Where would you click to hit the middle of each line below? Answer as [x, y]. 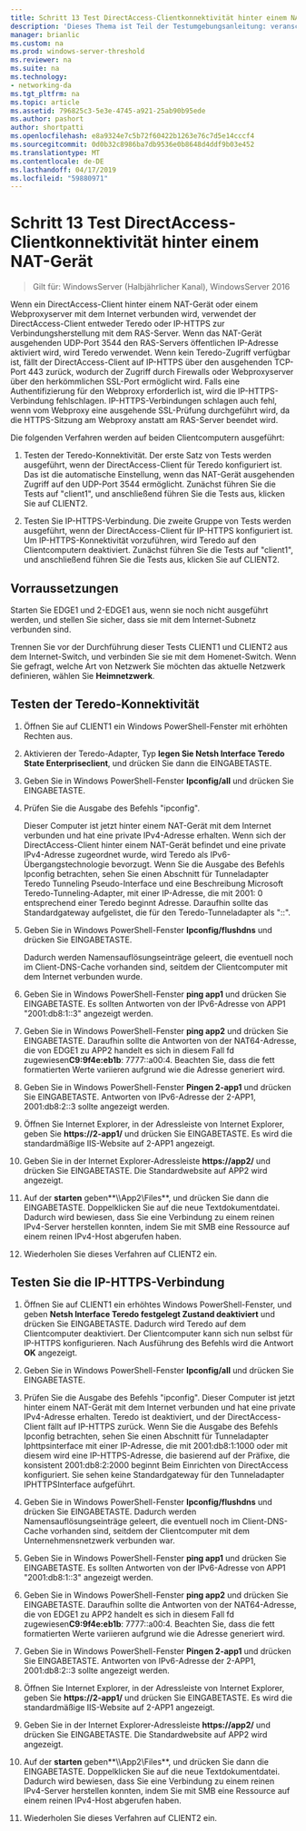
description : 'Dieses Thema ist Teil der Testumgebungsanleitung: [138, 26]
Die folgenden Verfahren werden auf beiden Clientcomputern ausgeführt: [148, 438]
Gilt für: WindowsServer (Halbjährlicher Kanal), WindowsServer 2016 [161, 287]
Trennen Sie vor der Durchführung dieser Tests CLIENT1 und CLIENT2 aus [149, 647]
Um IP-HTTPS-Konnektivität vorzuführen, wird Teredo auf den [140, 540]
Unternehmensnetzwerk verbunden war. [99, 1541]
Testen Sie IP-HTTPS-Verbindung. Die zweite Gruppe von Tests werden [157, 521]
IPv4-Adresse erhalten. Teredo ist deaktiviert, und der [124, 1416]
